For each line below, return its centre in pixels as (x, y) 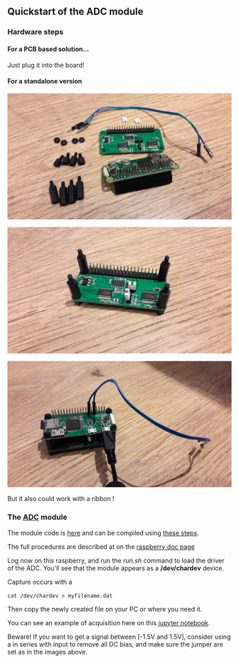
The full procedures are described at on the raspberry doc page (101, 546)
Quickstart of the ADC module (75, 12)
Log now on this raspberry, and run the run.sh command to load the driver (116, 560)
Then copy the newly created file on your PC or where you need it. (105, 609)
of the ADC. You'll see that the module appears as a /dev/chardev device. (116, 568)
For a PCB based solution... (48, 48)
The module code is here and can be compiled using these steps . (103, 533)
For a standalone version (45, 81)
